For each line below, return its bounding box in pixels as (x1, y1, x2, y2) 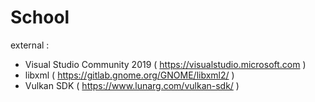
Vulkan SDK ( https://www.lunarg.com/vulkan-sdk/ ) (24, 79, 240, 91)
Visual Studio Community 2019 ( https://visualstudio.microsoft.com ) (24, 58, 307, 70)
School (10, 6, 70, 29)
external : (10, 39, 50, 51)
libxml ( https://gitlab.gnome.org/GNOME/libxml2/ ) (24, 69, 235, 81)
